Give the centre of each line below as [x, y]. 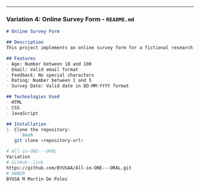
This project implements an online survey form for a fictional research [100, 48]
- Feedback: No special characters [50, 75]
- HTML [14, 102]
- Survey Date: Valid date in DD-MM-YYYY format [68, 86]
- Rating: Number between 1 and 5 [49, 81]
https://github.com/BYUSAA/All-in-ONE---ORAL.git [69, 168]
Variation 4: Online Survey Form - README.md [70, 19]
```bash [24, 135]
